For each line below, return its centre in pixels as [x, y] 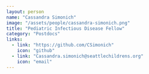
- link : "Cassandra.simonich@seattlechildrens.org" [78, 56]
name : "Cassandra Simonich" [41, 17]
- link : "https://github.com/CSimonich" [63, 45]
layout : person [25, 12]
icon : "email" [35, 61]
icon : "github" [36, 51]
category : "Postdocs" [33, 34]
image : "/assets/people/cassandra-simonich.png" [68, 23]
